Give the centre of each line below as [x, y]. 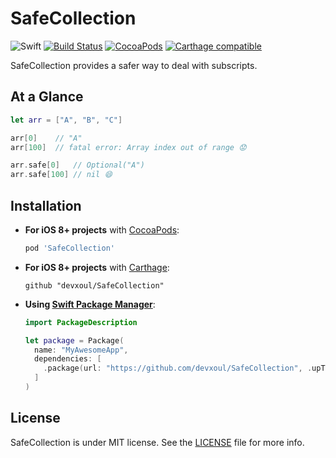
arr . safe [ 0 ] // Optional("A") [77, 165]
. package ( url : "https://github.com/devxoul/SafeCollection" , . [178, 368]
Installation [46, 205]
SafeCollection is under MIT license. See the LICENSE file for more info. [157, 442]
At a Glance [47, 97]
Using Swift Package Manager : [90, 304]
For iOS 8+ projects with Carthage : [97, 267]
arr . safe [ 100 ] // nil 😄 [61, 175]
